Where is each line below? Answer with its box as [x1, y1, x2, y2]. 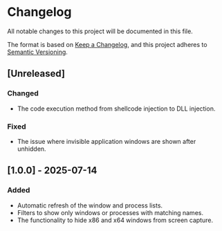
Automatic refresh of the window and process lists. [17, 201, 163, 210]
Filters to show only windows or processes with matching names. [17, 208, 204, 216]
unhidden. [17, 145, 46, 153]
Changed [7, 89, 39, 98]
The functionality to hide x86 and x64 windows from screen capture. [17, 216, 213, 224]
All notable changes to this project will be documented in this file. [7, 27, 194, 35]
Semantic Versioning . [7, 48, 68, 56]
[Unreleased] [7, 68, 66, 80]
